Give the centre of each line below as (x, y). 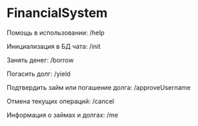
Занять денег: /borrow (40, 60)
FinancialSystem (57, 13)
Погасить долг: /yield (38, 74)
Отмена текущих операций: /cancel (61, 101)
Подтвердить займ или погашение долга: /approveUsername (99, 87)
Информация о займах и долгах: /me (63, 115)
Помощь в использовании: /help (56, 33)
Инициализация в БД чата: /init (54, 46)
